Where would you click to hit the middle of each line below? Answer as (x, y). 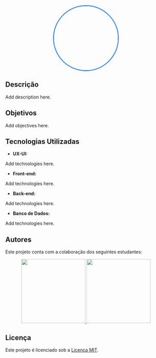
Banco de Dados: (31, 213)
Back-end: (24, 194)
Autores (18, 239)
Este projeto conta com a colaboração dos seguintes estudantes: (74, 252)
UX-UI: (20, 154)
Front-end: (25, 174)
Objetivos (21, 113)
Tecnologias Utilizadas (42, 142)
